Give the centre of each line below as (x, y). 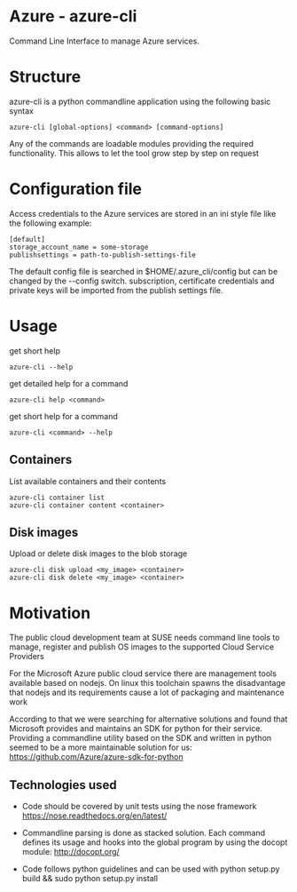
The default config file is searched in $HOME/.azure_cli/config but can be (144, 271)
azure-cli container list (57, 498)
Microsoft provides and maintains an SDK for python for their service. (136, 729)
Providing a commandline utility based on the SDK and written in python (141, 738)
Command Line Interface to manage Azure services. (104, 41)
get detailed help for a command (69, 383)
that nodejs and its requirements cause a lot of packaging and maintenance (147, 693)
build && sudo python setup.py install (90, 879)
